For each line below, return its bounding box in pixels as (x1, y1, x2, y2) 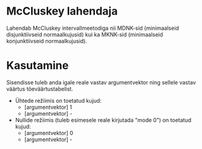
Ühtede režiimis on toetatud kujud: (15, 97, 102, 104)
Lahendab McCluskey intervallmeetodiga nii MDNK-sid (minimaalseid (6, 24, 179, 32)
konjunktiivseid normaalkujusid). (6, 37, 87, 44)
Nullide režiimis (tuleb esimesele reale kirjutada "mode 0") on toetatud (15, 116, 192, 123)
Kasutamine (6, 59, 69, 72)
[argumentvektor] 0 (24, 129, 74, 136)
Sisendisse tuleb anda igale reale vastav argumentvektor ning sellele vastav (6, 78, 197, 86)
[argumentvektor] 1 (24, 103, 72, 111)
